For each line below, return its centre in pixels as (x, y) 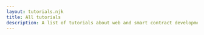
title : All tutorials (34, 17)
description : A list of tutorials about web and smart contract (89, 23)
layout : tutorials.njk (35, 12)
